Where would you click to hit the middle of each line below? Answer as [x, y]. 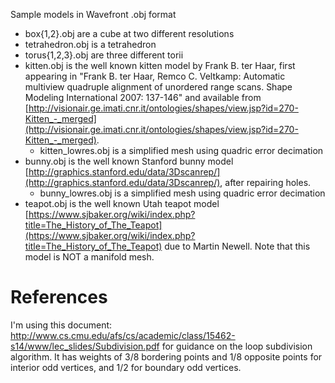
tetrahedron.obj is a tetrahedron [90, 44]
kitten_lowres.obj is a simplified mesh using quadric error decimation [181, 150]
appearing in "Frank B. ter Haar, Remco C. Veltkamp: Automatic [155, 76]
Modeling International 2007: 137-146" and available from [143, 97]
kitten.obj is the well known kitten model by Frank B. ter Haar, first [160, 65]
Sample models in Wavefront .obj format [93, 14]
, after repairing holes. [265, 182]
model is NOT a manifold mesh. [89, 257]
